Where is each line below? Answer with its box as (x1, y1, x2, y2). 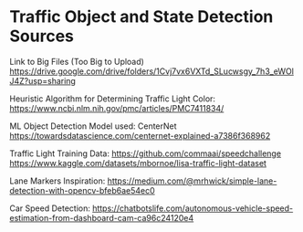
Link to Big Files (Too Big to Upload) (9, 56, 144, 67)
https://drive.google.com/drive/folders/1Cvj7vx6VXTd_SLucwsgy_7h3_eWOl (9, 66, 295, 77)
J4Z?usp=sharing (9, 75, 76, 86)
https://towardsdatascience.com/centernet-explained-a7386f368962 (9, 130, 271, 141)
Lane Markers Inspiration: (9, 175, 106, 186)
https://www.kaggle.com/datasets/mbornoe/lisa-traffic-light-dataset (9, 157, 267, 168)
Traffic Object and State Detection (9, 6, 274, 27)
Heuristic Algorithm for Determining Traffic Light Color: (9, 93, 216, 104)
